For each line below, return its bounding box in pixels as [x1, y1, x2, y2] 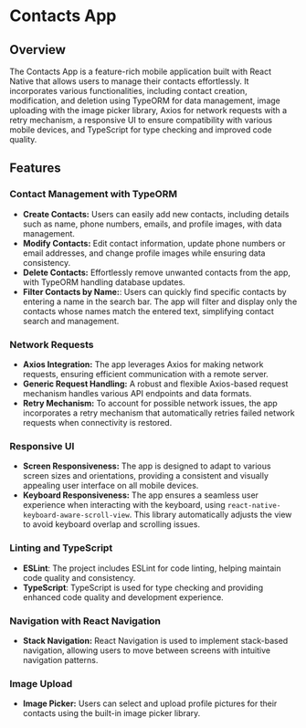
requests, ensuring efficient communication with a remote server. [22, 368, 269, 379]
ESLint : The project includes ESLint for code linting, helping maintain [22, 563, 281, 574]
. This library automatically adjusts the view [129, 509, 292, 521]
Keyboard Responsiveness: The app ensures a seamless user [22, 490, 259, 501]
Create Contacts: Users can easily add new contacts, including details [22, 208, 290, 219]
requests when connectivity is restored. [22, 417, 173, 427]
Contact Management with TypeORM [9, 188, 178, 201]
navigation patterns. [22, 654, 99, 665]
